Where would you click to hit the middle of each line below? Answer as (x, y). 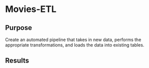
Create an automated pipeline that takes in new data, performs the (73, 39)
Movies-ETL (31, 9)
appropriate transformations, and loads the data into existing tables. (75, 45)
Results (17, 61)
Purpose (19, 28)
